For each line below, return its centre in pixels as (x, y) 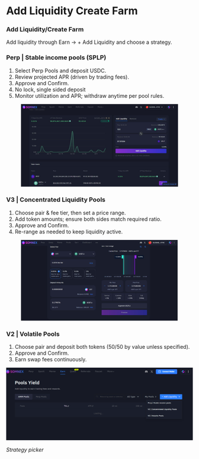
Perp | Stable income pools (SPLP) (56, 57)
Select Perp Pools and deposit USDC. (60, 70)
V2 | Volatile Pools (33, 334)
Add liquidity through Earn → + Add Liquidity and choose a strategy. (89, 42)
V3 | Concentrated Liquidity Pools (56, 200)
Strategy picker (25, 450)
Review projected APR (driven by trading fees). (72, 77)
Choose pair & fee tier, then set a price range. (70, 213)
